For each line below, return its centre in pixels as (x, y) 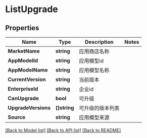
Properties (22, 28)
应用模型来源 (94, 118)
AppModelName (28, 70)
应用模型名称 (94, 70)
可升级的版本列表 (99, 108)
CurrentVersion (27, 79)
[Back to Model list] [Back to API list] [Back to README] (63, 130)
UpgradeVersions (29, 108)
